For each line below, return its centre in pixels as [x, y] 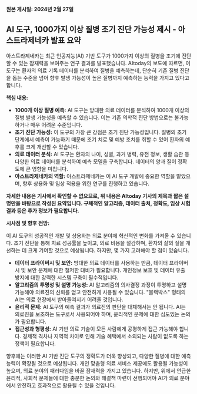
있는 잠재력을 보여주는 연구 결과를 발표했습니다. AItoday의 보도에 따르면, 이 [105, 63]
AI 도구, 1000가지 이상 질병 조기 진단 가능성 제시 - [91, 30]
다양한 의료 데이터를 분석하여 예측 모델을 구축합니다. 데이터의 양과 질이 [95, 161]
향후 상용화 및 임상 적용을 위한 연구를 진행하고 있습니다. [86, 183]
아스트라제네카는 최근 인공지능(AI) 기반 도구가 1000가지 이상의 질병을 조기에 [93, 56]
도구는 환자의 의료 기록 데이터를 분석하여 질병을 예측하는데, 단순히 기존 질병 [92, 70]
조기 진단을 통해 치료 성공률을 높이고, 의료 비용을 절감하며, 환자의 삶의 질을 [99, 243]
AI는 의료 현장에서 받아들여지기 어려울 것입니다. [69, 299]
